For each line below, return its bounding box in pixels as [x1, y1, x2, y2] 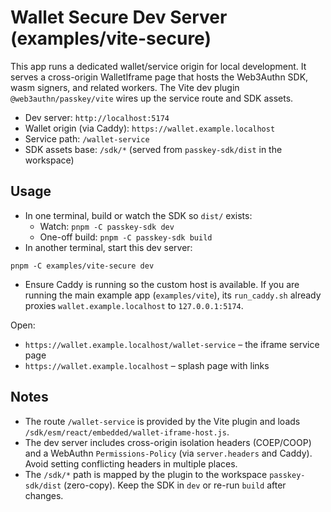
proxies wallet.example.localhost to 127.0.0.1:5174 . [24, 299, 244, 311]
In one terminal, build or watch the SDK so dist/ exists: [24, 209, 253, 221]
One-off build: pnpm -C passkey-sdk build [39, 231, 213, 243]
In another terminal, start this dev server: [24, 241, 193, 253]
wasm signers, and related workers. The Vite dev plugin [10, 81, 240, 93]
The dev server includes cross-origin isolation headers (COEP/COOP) [24, 436, 312, 448]
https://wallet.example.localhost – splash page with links [24, 359, 270, 371]
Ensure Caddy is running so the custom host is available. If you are [24, 278, 300, 290]
